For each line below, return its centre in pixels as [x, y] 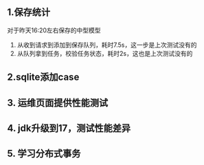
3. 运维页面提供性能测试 [58, 103]
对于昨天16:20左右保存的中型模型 [54, 30]
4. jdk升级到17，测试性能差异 [69, 128]
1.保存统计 [29, 12]
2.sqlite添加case [43, 77]
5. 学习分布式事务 [44, 154]
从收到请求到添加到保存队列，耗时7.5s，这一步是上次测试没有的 [107, 45]
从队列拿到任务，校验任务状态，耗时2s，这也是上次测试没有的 [105, 53]
